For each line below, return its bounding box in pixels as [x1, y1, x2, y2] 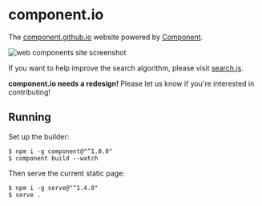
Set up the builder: [8, 131, 70, 141]
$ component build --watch [8, 154, 99, 162]
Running [8, 111, 52, 124]
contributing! [8, 87, 50, 97]
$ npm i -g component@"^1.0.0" [8, 147, 113, 156]
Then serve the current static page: [8, 168, 126, 178]
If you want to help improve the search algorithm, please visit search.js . [8, 63, 244, 73]
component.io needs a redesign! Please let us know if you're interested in [8, 79, 255, 88]
